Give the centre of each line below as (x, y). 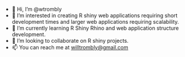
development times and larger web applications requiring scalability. (95, 22)
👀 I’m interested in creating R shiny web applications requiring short (95, 15)
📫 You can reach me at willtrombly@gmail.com (70, 47)
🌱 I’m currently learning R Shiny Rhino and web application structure (95, 28)
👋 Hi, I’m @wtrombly (37, 9)
